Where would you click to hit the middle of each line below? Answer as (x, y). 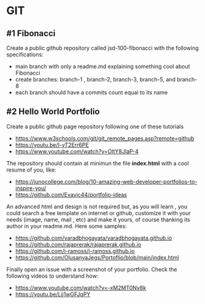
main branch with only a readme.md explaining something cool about (102, 66)
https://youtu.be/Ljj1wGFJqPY (53, 294)
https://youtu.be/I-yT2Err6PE (52, 145)
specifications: (25, 55)
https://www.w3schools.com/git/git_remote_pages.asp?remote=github (105, 138)
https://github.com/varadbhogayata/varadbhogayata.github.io (94, 238)
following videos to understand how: (52, 276)
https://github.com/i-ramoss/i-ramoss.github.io (75, 251)
